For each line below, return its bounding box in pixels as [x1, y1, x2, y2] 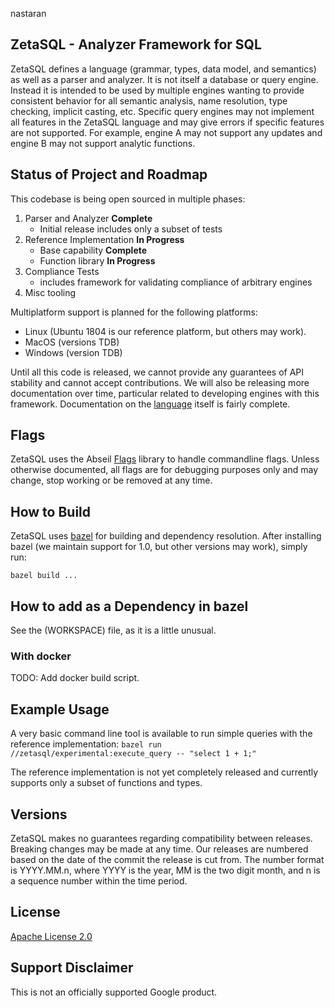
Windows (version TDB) [24, 346, 123, 358]
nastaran [10, 8, 47, 19]
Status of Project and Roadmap [10, 166, 208, 183]
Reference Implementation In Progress [24, 233, 185, 245]
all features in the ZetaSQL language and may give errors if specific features [10, 116, 325, 128]
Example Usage [10, 701, 110, 718]
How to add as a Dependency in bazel [10, 598, 249, 615]
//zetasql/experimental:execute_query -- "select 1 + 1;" [10, 749, 257, 759]
